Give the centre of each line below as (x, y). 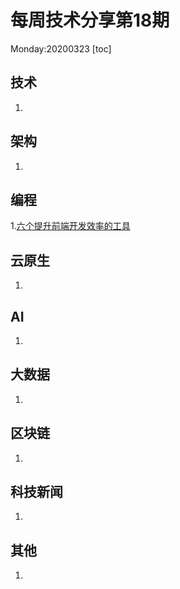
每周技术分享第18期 (90, 20)
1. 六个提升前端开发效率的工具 (70, 226)
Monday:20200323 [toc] (61, 48)
